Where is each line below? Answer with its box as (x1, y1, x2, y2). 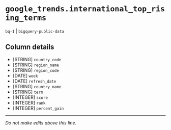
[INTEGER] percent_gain (12, 105, 64, 111)
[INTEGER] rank (12, 99, 46, 106)
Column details (5, 43, 54, 51)
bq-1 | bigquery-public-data (5, 28, 65, 34)
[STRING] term (12, 89, 43, 95)
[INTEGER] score (12, 94, 48, 100)
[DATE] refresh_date (12, 78, 56, 84)
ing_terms (5, 13, 47, 23)
